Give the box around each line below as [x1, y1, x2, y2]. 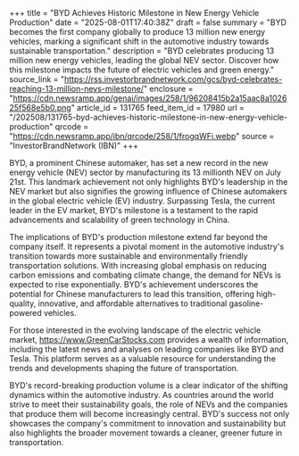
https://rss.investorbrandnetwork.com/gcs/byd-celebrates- [63, 74, 283, 84]
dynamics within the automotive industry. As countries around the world [9, 390, 274, 400]
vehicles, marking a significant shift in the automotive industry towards [9, 36, 270, 46]
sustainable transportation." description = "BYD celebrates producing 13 [9, 46, 275, 56]
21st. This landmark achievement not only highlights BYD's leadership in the [9, 177, 288, 187]
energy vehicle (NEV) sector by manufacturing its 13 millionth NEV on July [9, 167, 281, 178]
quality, [9, 298, 37, 309]
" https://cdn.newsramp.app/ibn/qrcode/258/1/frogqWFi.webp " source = [9, 131, 275, 141]
